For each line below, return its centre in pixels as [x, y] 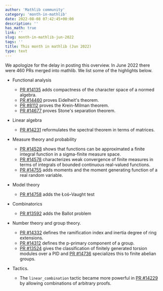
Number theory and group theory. [47, 223]
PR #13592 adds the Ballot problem [55, 213]
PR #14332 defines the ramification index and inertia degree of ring [88, 232]
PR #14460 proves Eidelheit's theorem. [59, 100]
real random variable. [41, 175]
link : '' [14, 33]
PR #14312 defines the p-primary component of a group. [77, 243]
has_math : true [21, 28]
